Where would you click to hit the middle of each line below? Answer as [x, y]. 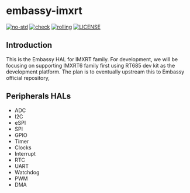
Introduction [29, 45]
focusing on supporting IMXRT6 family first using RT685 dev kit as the [91, 65]
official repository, [28, 78]
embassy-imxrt [44, 11]
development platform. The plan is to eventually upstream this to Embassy [95, 72]
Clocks [23, 148]
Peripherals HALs [39, 96]
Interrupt [25, 153]
